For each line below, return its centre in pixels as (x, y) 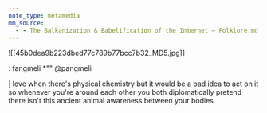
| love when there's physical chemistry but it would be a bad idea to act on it (133, 84)
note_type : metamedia (44, 16)
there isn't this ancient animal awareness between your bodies (111, 101)
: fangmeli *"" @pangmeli (50, 68)
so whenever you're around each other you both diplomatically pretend (125, 92)
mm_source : (26, 23)
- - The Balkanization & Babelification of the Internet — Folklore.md (137, 30)
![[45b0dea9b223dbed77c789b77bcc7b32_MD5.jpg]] (97, 53)
